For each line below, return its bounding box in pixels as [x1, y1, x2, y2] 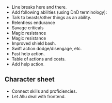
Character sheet [4, 75, 55, 83]
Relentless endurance [11, 20, 55, 25]
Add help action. [11, 61, 45, 67]
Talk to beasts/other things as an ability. [11, 15, 92, 20]
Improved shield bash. [11, 41, 56, 46]
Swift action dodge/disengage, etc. [11, 46, 82, 51]
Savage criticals [11, 25, 44, 31]
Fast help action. [11, 51, 45, 57]
